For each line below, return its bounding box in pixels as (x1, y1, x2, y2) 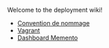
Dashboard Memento (17, 34, 78, 42)
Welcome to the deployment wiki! (7, 6, 103, 14)
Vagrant (17, 27, 40, 34)
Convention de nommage (17, 19, 90, 27)
